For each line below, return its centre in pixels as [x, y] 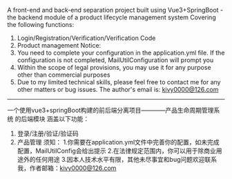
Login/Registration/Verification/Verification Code [86, 38]
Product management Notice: [59, 45]
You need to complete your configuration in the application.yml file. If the [121, 53]
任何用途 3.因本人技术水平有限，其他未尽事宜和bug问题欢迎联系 [126, 159]
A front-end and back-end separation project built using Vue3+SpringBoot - [115, 10]
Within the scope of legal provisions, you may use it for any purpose [114, 67]
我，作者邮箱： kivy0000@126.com [67, 168]
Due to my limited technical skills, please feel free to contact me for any [119, 82]
